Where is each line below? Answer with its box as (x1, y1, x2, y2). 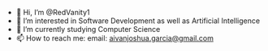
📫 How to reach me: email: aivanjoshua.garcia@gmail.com (15, 33, 214, 43)
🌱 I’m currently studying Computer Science (15, 25, 161, 33)
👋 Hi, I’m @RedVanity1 (15, 8, 90, 17)
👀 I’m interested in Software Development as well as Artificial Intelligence (15, 16, 261, 25)
